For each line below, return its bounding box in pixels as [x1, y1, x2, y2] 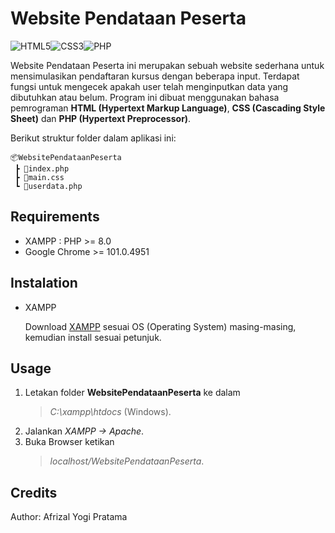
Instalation [10, 275, 78, 292]
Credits [10, 484, 58, 501]
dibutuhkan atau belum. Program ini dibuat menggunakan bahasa [10, 91, 280, 103]
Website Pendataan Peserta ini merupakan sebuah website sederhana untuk [10, 59, 325, 71]
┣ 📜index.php [14, 163, 70, 174]
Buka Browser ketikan [24, 436, 115, 448]
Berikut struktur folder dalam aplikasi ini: [10, 132, 177, 144]
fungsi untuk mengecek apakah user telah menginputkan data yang [10, 80, 289, 92]
